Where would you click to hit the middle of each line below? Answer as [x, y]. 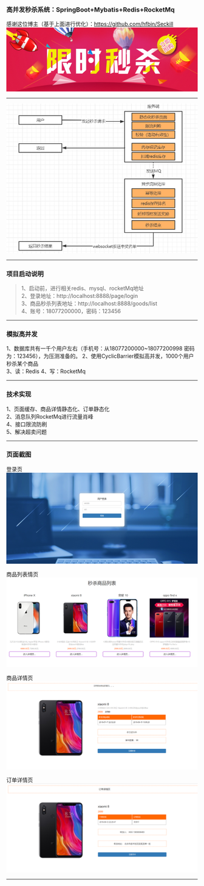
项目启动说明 [25, 274]
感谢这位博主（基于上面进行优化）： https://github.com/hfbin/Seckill [90, 24]
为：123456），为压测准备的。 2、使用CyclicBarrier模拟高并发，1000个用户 [100, 356]
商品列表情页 [22, 574]
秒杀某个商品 [22, 364]
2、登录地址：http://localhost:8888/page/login [80, 296]
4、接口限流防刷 [27, 424]
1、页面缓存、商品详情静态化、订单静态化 [58, 409]
